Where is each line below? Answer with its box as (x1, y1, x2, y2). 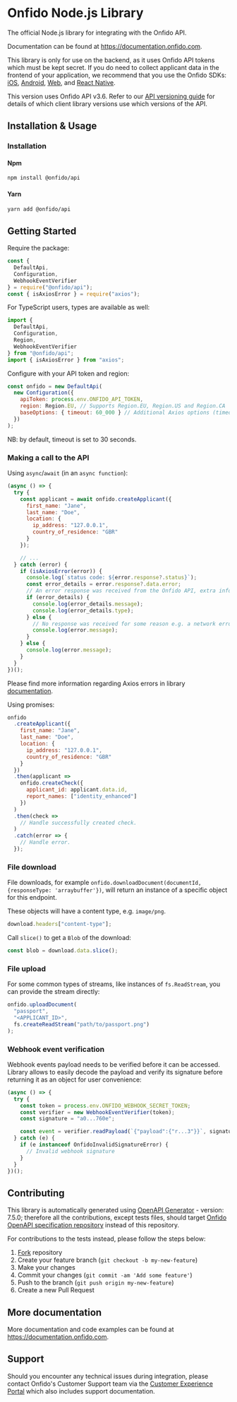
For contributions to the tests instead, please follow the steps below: (7, 1234, 206, 1243)
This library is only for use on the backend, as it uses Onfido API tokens (7, 55, 215, 64)
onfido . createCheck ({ (20, 780, 83, 787)
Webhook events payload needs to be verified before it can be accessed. (7, 1060, 220, 1069)
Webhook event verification (7, 1044, 105, 1054)
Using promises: (7, 700, 55, 709)
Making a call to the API (7, 453, 90, 463)
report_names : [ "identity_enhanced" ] (25, 793, 138, 800)
